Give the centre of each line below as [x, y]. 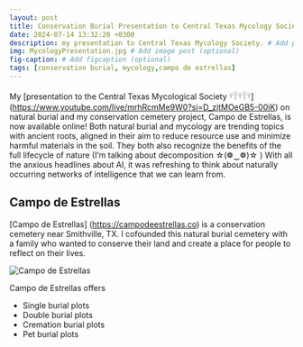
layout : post [34, 18]
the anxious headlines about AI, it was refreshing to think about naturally [144, 164]
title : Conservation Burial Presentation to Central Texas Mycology [141, 26]
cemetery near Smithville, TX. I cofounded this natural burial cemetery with [149, 233]
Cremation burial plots [64, 324]
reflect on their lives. [47, 252]
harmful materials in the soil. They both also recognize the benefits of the [146, 145]
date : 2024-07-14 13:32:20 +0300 [72, 34]
